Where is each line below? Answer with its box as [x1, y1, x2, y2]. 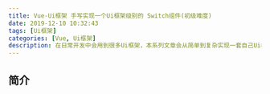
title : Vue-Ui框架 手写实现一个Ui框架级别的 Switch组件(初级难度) [8, 11, 212, 20]
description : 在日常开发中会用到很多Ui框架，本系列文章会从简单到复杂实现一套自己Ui [8, 42, 261, 50]
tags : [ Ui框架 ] [8, 27, 57, 35]
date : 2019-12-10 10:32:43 [8, 19, 99, 27]
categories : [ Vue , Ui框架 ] [8, 34, 96, 43]
